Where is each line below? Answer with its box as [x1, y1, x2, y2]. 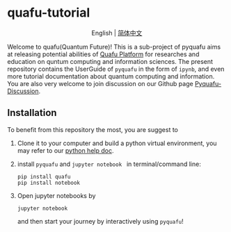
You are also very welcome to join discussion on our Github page [7, 79, 193, 88]
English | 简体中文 [91, 28, 143, 37]
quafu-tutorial [7, 5, 90, 21]
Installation [7, 107, 57, 119]
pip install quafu [17, 173, 71, 180]
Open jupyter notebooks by [17, 191, 96, 199]
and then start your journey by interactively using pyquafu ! [17, 217, 184, 225]
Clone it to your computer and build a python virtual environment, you [17, 139, 217, 147]
